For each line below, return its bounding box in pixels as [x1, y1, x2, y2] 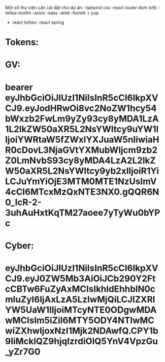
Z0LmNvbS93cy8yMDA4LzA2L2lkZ [5, 155, 156, 166]
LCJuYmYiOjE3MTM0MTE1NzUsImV [5, 176, 157, 187]
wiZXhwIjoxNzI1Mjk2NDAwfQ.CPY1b [5, 325, 159, 336]
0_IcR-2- [5, 197, 42, 208]
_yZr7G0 [5, 346, 41, 357]
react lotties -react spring [12, 20, 65, 25]
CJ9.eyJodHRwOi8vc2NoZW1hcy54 [5, 102, 157, 114]
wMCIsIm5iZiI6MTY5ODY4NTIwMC [5, 315, 155, 326]
